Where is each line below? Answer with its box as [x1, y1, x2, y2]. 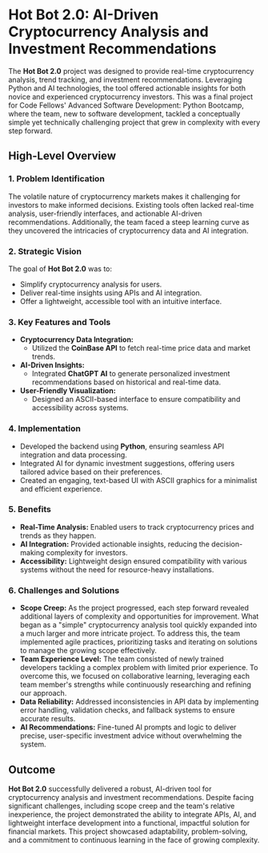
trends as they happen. [19, 530, 97, 540]
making [19, 547, 45, 557]
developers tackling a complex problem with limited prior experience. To [19, 663, 258, 672]
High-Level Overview [8, 149, 117, 163]
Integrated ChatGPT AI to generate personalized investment [31, 369, 230, 379]
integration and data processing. [19, 449, 128, 459]
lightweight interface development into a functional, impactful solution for [8, 818, 250, 827]
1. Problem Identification [8, 173, 106, 185]
